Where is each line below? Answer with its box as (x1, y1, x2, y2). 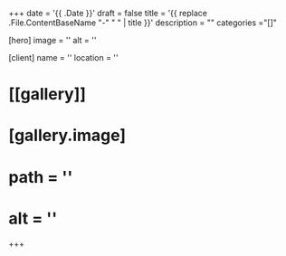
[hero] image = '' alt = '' (8, 35, 97, 45)
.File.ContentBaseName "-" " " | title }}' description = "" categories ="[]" (8, 17, 278, 28)
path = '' (8, 166, 73, 187)
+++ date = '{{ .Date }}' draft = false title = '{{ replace (8, 8, 207, 18)
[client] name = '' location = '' (8, 52, 119, 62)
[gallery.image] (8, 126, 127, 146)
